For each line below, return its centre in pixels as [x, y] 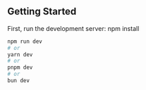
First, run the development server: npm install [73, 28]
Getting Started [42, 12]
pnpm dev [20, 67]
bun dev [19, 81]
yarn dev [20, 54]
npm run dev [25, 41]
